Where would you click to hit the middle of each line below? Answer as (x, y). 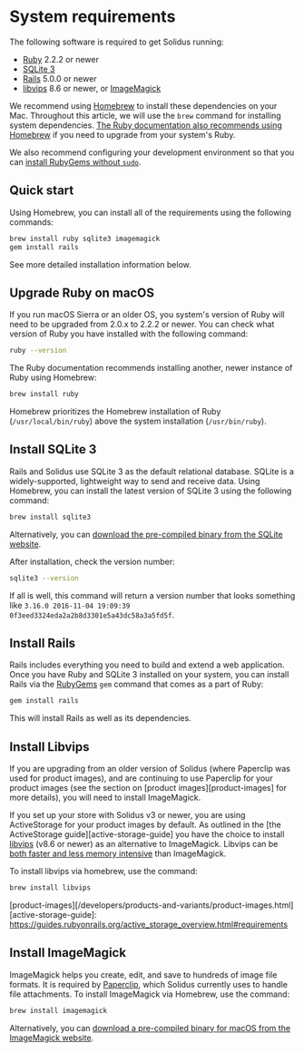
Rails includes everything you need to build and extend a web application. (147, 665)
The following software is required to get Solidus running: (117, 42)
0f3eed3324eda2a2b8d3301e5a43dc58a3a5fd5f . (92, 615)
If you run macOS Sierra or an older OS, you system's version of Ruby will (147, 315)
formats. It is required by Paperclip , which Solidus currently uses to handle (149, 984)
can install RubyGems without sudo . (75, 161)
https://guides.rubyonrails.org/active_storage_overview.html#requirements (149, 924)
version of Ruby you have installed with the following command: (129, 334)
